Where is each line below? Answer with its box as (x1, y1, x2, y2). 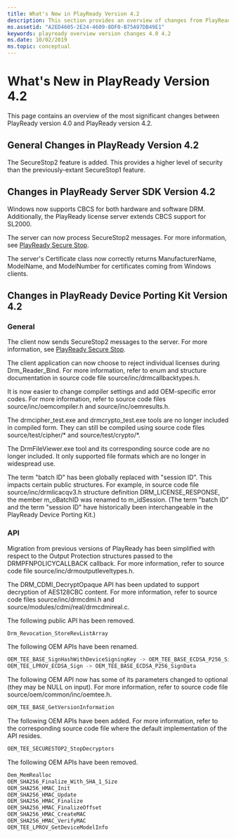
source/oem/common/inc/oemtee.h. (7, 690, 112, 699)
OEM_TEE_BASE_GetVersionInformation (7, 704, 114, 711)
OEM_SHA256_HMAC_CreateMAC (7, 811, 86, 818)
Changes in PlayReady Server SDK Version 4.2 (7, 186, 216, 198)
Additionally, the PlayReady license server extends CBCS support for (7, 212, 206, 220)
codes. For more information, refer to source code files (7, 395, 166, 403)
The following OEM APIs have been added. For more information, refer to (7, 717, 218, 725)
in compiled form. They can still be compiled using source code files (7, 424, 205, 432)
